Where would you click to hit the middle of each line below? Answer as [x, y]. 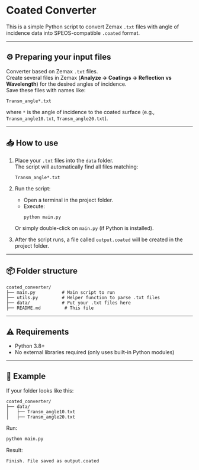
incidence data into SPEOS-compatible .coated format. [73, 33]
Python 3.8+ [30, 346]
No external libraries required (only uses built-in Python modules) [94, 352]
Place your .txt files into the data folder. [64, 160]
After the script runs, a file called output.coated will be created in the [99, 239]
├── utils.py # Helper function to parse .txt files [83, 298]
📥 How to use [32, 143]
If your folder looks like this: [40, 390]
